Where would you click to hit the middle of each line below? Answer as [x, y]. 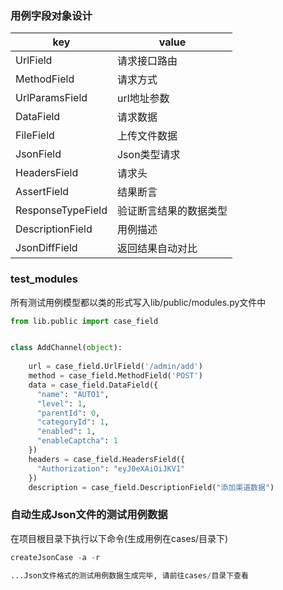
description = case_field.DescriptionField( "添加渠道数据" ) [151, 487]
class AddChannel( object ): [66, 348]
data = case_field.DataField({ [93, 385]
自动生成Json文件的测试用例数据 [89, 515]
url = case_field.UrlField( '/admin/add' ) [115, 367]
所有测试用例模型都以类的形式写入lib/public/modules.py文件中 [138, 302]
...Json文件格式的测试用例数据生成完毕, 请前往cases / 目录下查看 [129, 575]
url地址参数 [143, 99]
